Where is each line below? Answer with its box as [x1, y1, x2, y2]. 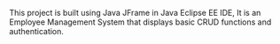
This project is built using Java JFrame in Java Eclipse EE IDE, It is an [9, 8, 261, 18]
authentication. [9, 26, 65, 36]
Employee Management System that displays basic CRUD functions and [9, 17, 272, 27]
